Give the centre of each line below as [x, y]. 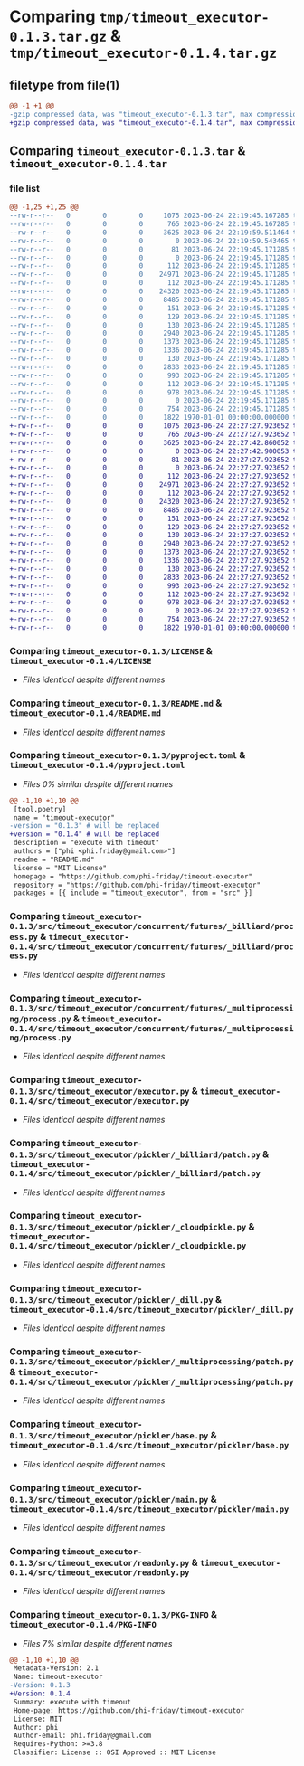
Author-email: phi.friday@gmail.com [82, 1736]
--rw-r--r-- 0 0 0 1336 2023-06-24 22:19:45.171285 [149, 350]
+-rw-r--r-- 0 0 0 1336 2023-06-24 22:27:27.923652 [149, 561]
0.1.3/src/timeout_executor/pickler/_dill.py [112, 1300]
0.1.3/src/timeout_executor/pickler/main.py [109, 1500]
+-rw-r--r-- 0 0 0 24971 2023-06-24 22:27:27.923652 [149, 485]
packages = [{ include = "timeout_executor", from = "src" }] [133, 893]
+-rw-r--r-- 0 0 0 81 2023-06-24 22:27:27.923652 [149, 460]
